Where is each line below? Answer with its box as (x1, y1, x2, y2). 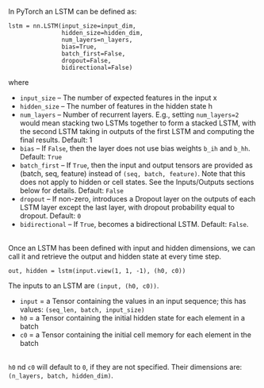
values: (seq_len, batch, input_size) (19, 305, 145, 314)
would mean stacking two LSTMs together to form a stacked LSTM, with (19, 118, 256, 128)
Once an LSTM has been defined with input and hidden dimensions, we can (8, 244, 255, 252)
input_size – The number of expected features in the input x (19, 93, 217, 102)
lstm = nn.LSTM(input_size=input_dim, (8, 22, 136, 30)
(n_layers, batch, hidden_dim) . (8, 371, 113, 380)
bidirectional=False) (61, 63, 133, 71)
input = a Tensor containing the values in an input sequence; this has (19, 297, 247, 305)
